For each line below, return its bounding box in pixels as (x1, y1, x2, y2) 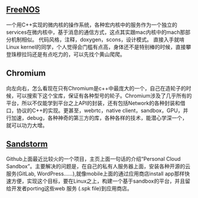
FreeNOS (6, 5, 40, 15)
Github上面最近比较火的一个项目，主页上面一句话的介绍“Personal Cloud (6, 155, 181, 163)
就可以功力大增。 (6, 121, 48, 129)
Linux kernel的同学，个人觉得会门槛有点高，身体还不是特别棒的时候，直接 (6, 43, 186, 50)
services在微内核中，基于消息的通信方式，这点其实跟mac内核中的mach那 (6, 28, 186, 35)
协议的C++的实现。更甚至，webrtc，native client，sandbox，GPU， (16, 106, 183, 114)
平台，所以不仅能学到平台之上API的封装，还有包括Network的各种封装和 (6, 99, 180, 106)
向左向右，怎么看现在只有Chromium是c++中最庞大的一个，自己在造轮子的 (6, 85, 186, 92)
